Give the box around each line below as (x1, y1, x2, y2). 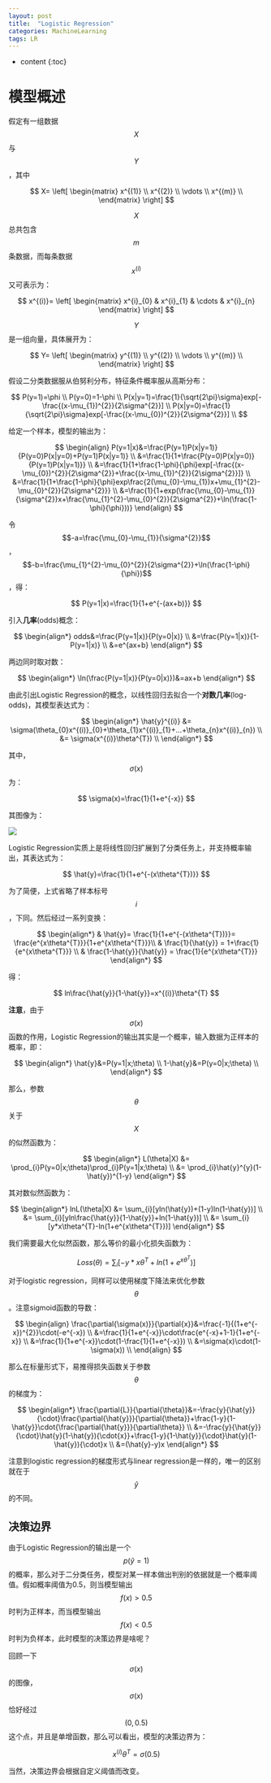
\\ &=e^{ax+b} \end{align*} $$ (102, 640, 203, 650)
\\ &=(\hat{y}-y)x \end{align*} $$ (109, 1440, 219, 1450)
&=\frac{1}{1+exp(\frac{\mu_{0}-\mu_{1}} (118, 485, 256, 495)
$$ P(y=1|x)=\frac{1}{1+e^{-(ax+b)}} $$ (71, 598, 202, 608)
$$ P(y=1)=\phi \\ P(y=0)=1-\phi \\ (11, 392, 123, 402)
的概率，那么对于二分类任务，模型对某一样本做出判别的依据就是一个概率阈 (8, 1570, 257, 1579)
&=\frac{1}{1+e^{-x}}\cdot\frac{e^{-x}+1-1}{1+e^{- (93, 1328, 260, 1337)
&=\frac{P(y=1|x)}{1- (191, 631, 260, 641)
